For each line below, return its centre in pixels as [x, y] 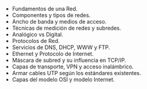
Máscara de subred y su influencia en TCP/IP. [69, 60]
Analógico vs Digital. [38, 35]
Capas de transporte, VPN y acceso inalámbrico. [73, 67]
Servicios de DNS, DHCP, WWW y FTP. [61, 47]
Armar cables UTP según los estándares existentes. [77, 73]
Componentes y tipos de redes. [51, 15]
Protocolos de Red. [36, 41]
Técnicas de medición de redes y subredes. [67, 28]
